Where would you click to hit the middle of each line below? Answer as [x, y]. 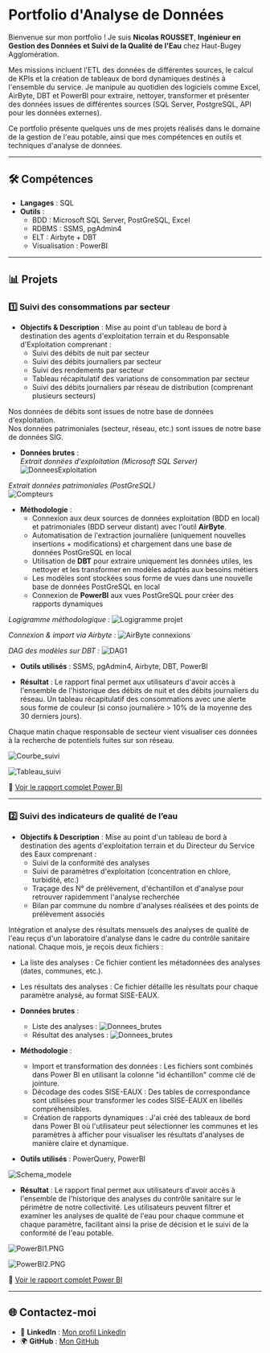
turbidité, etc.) [55, 879]
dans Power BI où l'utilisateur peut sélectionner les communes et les [145, 1126]
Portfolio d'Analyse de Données [116, 15]
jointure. [46, 1083]
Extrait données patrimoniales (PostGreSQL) [82, 486]
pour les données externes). [55, 112]
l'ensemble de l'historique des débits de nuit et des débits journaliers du [139, 691]
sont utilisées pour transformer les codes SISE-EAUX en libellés [137, 1100]
